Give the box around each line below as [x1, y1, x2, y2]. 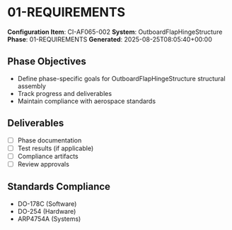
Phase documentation [17, 135, 82, 145]
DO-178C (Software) [17, 199, 77, 208]
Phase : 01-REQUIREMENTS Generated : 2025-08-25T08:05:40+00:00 [7, 35, 212, 43]
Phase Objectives [7, 56, 86, 68]
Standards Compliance [7, 181, 111, 193]
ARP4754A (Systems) [17, 214, 81, 223]
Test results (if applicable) [17, 144, 94, 152]
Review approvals [17, 159, 69, 168]
